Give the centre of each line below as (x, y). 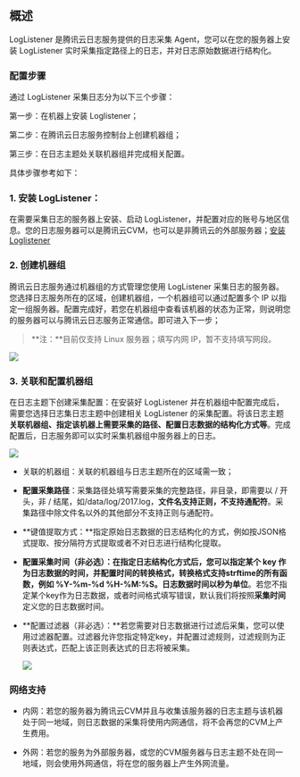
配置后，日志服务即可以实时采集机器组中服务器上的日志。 (115, 435)
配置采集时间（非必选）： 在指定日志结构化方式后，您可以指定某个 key (149, 562)
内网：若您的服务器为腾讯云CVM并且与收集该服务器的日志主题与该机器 (153, 711)
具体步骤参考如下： (45, 173)
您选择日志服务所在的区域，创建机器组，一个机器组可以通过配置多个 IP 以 (144, 297)
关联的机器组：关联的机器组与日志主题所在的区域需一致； (128, 471)
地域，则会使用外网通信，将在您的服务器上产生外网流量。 (128, 764)
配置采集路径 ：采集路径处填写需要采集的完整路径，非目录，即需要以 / (150, 490)
